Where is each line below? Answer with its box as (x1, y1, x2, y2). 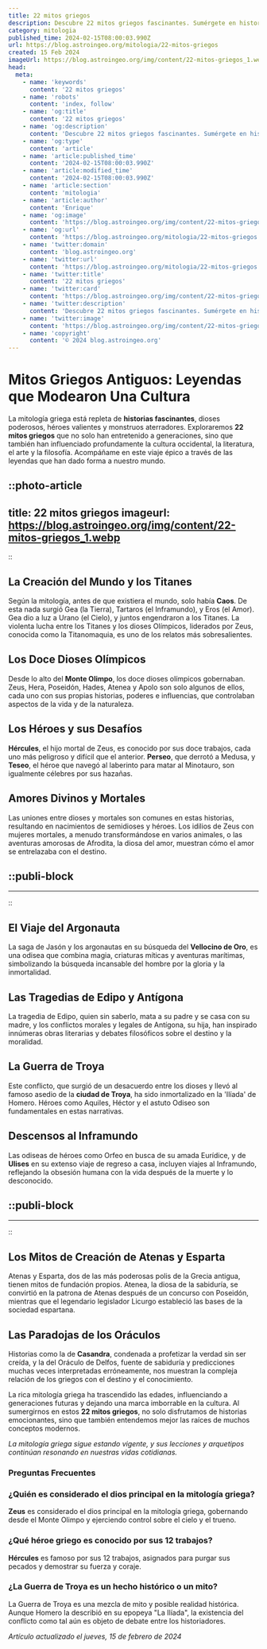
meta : (15, 71, 34, 79)
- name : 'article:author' (22, 196, 109, 204)
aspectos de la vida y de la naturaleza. (8, 699, 134, 709)
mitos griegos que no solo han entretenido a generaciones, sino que (8, 431, 234, 441)
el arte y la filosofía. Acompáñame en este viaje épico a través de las (8, 448, 233, 458)
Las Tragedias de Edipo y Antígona (8, 991, 184, 1004)
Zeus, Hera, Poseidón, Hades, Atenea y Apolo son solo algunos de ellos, (8, 682, 245, 692)
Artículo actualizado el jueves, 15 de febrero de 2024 (8, 1632, 182, 1641)
